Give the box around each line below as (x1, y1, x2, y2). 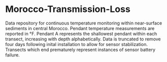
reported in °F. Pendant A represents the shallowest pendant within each (5, 30, 157, 36)
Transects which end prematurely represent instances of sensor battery (5, 46, 156, 52)
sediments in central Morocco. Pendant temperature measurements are (5, 25, 155, 31)
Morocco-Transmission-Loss (5, 3, 130, 15)
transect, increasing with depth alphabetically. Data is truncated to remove (5, 36, 161, 42)
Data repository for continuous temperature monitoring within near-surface (5, 20, 162, 26)
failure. (5, 51, 20, 58)
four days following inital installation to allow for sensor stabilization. (5, 41, 148, 47)
